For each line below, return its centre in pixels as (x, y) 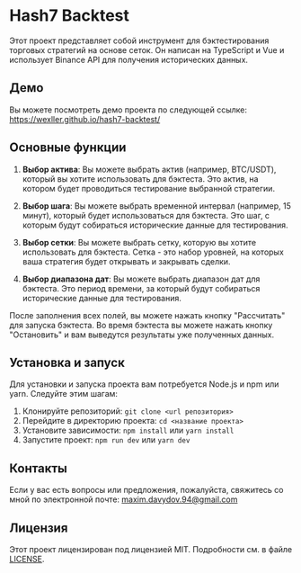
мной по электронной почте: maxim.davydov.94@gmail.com (124, 499)
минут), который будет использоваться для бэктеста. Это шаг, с (146, 215)
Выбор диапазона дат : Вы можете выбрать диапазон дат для (141, 279)
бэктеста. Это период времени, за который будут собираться (141, 288)
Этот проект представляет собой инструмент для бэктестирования (139, 40)
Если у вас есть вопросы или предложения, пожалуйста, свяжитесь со (147, 490)
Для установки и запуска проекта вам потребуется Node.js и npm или (144, 384)
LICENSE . (27, 559)
